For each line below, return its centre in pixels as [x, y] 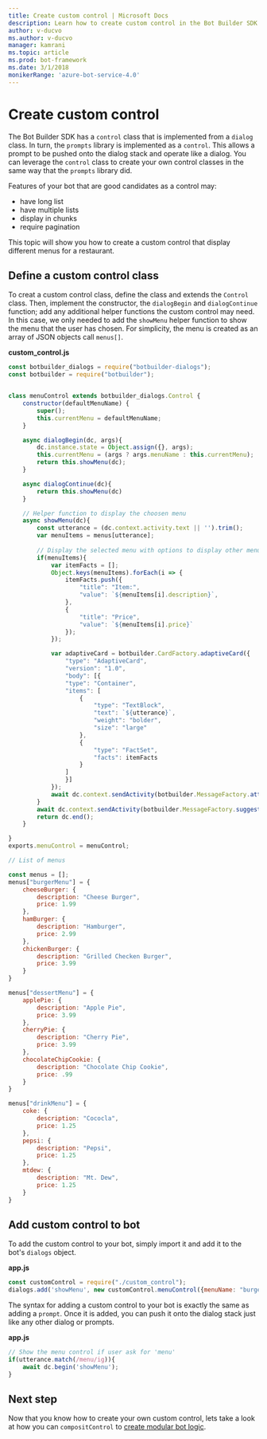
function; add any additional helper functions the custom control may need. [132, 312]
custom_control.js [39, 352]
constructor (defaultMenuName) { [76, 403]
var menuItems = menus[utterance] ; [96, 536]
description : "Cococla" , [78, 1119]
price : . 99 [55, 1074]
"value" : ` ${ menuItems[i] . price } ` [136, 624]
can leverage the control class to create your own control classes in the [126, 162]
